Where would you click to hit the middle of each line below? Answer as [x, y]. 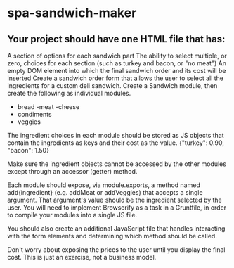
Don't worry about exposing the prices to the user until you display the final [116, 250]
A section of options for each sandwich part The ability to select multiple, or [117, 56]
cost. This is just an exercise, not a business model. [82, 257]
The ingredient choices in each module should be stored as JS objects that [116, 135]
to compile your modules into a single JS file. [72, 215]
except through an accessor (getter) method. [72, 171]
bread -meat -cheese [48, 107]
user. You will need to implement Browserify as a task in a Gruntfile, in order [117, 208]
